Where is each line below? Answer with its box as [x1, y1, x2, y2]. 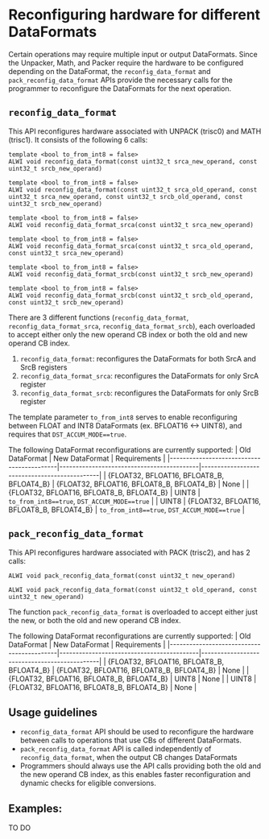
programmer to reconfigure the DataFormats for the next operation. [8, 83, 232, 93]
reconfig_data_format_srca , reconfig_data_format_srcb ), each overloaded [8, 320, 255, 331]
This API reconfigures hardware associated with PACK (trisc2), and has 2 [8, 548, 251, 557]
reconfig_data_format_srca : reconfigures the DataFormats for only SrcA [19, 370, 259, 380]
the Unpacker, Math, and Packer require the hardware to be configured [8, 58, 244, 68]
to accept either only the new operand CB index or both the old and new [8, 329, 248, 339]
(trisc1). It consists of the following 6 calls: [8, 134, 148, 144]
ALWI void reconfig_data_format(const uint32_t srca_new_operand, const [8, 157, 258, 166]
